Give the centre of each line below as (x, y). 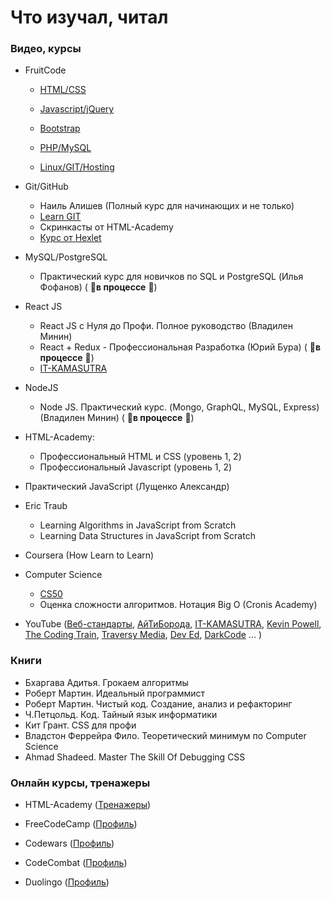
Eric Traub (46, 506)
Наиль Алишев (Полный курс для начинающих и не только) (167, 206)
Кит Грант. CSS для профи (80, 725)
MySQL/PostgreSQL (66, 257)
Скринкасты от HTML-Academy (106, 227)
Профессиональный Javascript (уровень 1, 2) (136, 467)
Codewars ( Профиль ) (69, 843)
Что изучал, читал (89, 17)
